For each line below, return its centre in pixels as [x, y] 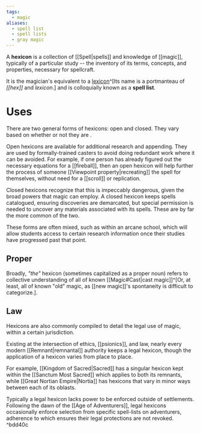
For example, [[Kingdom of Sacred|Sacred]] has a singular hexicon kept [95, 368]
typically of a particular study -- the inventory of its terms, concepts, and [96, 63]
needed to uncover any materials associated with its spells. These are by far [100, 209]
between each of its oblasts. [41, 387]
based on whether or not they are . [49, 135]
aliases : [17, 23]
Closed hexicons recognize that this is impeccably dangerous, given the [95, 190]
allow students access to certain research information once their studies [95, 233]
